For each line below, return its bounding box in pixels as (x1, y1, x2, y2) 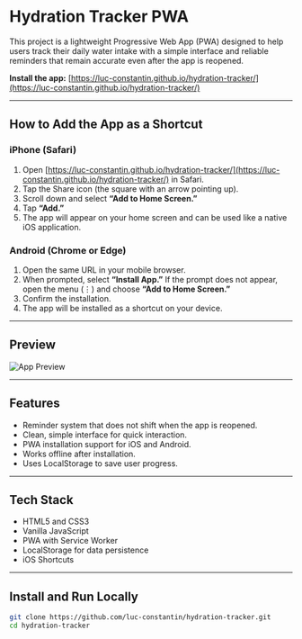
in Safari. (171, 174, 205, 184)
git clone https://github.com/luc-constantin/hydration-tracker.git (9, 613, 271, 622)
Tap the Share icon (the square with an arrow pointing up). (22, 183, 239, 194)
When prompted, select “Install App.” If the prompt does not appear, (22, 274, 279, 284)
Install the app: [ (9, 72, 72, 83)
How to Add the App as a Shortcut (9, 117, 203, 132)
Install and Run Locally (9, 589, 139, 604)
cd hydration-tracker (9, 621, 91, 631)
